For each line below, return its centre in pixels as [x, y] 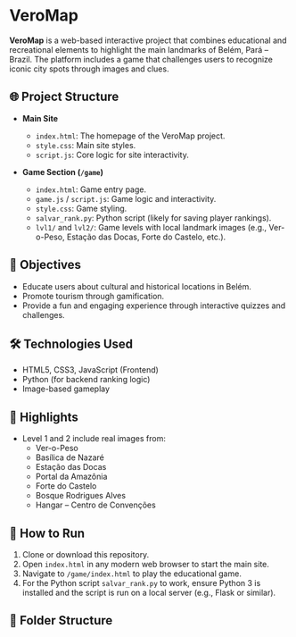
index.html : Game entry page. [91, 189]
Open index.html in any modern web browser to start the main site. [146, 564]
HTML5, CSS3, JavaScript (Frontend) [90, 370]
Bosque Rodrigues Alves [81, 496]
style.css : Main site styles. [86, 145]
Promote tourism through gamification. [93, 296]
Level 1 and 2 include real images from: [94, 439]
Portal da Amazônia [71, 477]
